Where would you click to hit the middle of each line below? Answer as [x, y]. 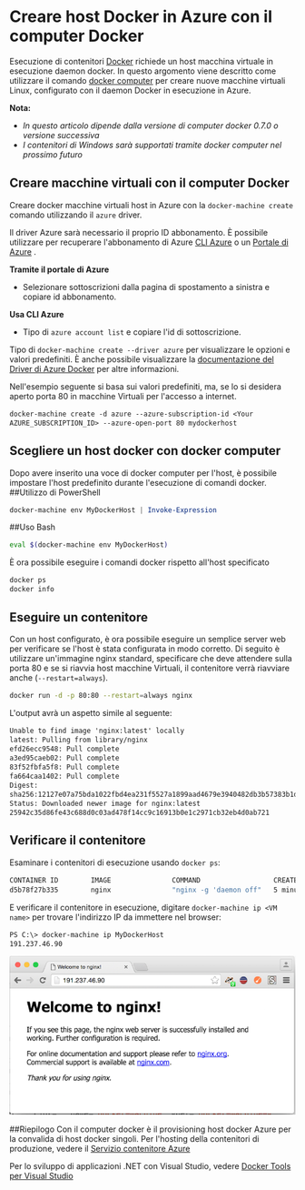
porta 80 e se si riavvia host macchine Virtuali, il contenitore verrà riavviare [150, 668]
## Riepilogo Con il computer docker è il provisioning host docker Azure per [151, 1129]
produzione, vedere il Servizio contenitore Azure [100, 1149]
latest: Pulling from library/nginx [79, 740]
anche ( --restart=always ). [59, 678]
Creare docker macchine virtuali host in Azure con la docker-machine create [151, 205]
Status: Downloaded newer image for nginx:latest [105, 803]
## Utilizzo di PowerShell [55, 492]
